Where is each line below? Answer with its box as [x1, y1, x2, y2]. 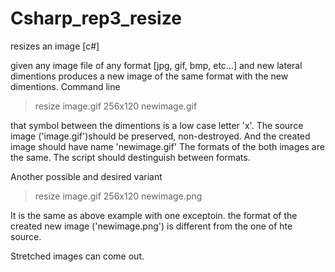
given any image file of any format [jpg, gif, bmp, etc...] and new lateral [10, 59, 303, 71]
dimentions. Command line [10, 80, 121, 92]
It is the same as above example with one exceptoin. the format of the [10, 209, 298, 221]
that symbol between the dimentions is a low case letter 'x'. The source [10, 119, 304, 131]
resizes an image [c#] [10, 40, 100, 52]
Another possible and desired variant [10, 170, 163, 182]
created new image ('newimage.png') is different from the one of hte [10, 220, 293, 232]
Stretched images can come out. [10, 250, 145, 262]
